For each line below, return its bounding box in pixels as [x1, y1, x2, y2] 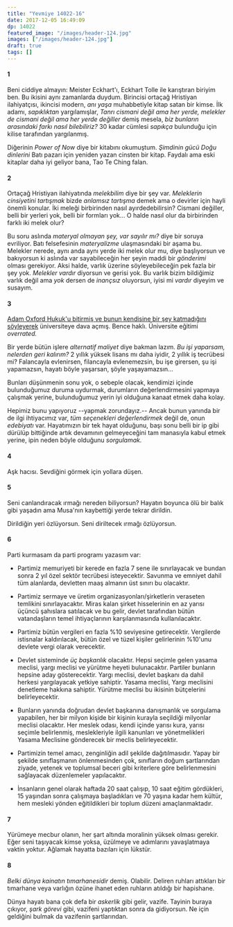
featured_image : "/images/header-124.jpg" [7, 29, 132, 37]
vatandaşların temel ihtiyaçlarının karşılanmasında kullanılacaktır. [17, 615, 202, 623]
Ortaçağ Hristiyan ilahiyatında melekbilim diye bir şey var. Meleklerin [7, 189, 202, 197]
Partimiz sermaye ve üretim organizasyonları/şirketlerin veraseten [17, 592, 205, 601]
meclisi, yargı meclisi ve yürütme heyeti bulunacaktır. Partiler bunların [17, 663, 216, 672]
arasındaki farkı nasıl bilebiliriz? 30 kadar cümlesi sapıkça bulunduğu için [7, 123, 217, 131]
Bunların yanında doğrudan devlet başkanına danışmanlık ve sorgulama [17, 706, 221, 714]
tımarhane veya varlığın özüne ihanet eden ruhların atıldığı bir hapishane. [7, 884, 215, 892]
